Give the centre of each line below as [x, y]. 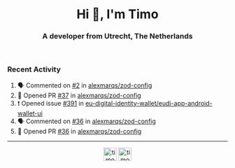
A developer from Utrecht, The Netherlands [117, 36]
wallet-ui [30, 113]
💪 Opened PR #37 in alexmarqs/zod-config [79, 95]
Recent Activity [34, 69]
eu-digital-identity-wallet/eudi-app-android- [149, 103]
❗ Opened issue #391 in [50, 103]
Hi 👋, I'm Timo [117, 14]
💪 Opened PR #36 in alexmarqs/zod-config [79, 131]
